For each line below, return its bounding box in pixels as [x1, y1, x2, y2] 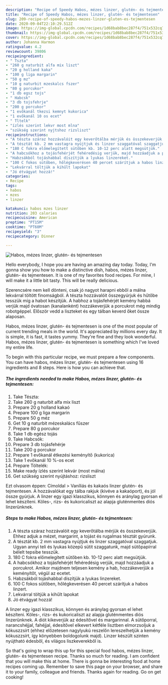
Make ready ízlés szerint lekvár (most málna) [12, 467, 105, 473]
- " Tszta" [5, 58, 28, 63]
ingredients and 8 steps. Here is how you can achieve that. [5, 364, 126, 370]
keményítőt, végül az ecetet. [12, 570, 71, 576]
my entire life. [5, 344, 34, 350]
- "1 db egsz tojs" [5, 91, 46, 96]
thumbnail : [5, 30, 28, 35]
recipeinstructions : [5, 132, 49, 137]
